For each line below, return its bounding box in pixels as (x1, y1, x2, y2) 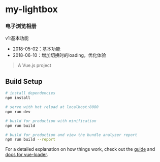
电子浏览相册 (5, 23, 37, 30)
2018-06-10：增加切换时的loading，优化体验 (12, 52, 107, 58)
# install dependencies (5, 90, 56, 96)
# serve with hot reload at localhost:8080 (5, 105, 99, 110)
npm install (5, 95, 30, 101)
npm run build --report (5, 137, 56, 142)
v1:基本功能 (5, 35, 29, 41)
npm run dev (5, 109, 30, 114)
